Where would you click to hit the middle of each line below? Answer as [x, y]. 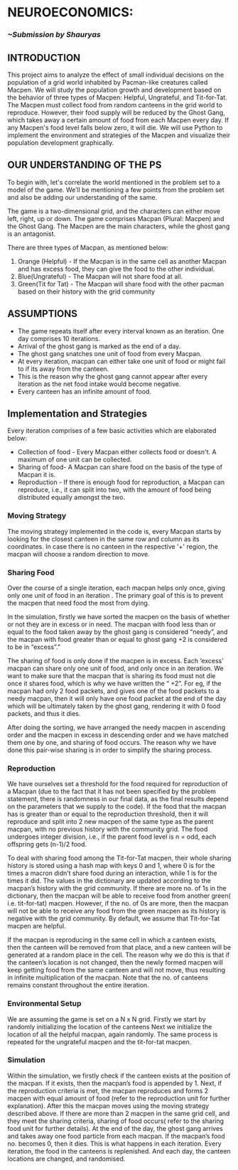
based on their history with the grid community [86, 291]
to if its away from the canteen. [63, 369]
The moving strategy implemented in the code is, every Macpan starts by [114, 531]
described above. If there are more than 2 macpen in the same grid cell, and [119, 1113]
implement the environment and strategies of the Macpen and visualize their [119, 135]
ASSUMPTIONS [43, 314]
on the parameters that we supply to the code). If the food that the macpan [117, 807]
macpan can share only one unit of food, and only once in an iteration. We [115, 668]
